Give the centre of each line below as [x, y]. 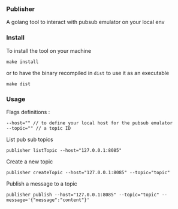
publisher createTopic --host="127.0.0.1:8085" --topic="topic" [88, 172]
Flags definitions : [28, 112]
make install [22, 62]
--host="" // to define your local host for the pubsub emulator [89, 123]
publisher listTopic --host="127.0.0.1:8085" [64, 150]
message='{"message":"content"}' [48, 200]
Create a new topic [30, 162]
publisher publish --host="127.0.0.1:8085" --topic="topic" [83, 195]
